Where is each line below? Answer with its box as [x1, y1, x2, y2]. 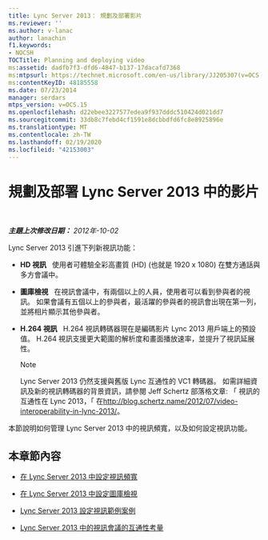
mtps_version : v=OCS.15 [8, 101, 88, 109]
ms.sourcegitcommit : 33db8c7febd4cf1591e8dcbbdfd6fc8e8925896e [8, 116, 224, 124]
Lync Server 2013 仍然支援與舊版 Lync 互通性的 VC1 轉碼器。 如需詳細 [19, 377, 250, 386]
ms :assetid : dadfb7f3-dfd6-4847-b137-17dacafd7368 [8, 64, 181, 72]
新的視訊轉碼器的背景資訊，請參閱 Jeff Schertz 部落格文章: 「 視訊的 [34, 386, 260, 396]
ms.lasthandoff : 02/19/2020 [8, 138, 102, 146]
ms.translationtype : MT [8, 123, 88, 131]
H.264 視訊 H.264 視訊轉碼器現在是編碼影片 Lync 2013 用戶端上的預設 [19, 324, 256, 334]
